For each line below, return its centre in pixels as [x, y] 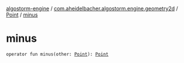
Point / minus [22, 15]
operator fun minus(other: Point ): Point [57, 54]
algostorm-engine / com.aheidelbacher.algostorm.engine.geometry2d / [92, 9]
